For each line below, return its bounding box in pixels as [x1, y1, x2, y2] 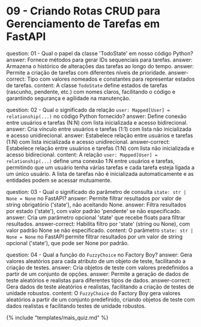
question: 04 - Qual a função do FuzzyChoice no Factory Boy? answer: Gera [6, 251, 193, 258]
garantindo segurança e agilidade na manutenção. [6, 95, 131, 102]
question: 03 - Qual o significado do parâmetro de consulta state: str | [6, 188, 187, 195]
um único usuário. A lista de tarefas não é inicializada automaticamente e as [6, 170, 194, 177]
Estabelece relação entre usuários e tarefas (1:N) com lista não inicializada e [6, 145, 195, 152]
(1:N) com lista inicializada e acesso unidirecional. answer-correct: [6, 138, 170, 145]
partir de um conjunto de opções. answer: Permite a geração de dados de [6, 270, 189, 278]
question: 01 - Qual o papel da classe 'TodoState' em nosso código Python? [6, 49, 194, 57]
